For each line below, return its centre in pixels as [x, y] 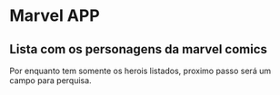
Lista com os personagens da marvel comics [139, 49]
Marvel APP [55, 16]
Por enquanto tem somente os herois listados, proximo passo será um [140, 71]
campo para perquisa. [51, 81]
